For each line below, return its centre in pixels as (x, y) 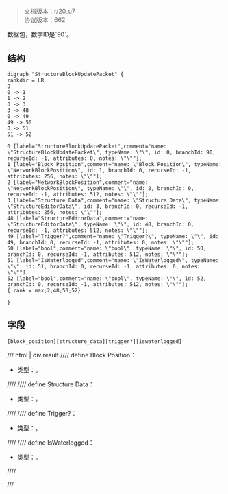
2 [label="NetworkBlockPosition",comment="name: (78, 183)
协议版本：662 (45, 20)
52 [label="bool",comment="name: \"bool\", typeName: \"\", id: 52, (107, 279)
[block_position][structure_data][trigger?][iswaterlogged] (95, 341)
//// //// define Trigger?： (42, 413)
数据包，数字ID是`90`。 (40, 34)
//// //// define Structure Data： (51, 384)
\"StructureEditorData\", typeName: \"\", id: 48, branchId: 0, (101, 224)
